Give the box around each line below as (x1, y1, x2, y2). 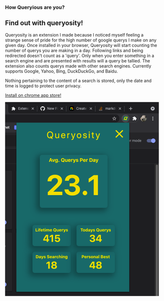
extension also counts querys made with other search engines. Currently (5, 63, 151, 69)
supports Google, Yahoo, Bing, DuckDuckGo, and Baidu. (5, 68, 118, 74)
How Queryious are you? (5, 4, 65, 11)
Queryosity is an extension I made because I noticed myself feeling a (5, 32, 144, 38)
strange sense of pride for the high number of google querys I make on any (5, 37, 157, 43)
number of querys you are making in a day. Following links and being (5, 47, 143, 53)
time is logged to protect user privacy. (5, 82, 82, 89)
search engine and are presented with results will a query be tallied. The (5, 58, 150, 63)
